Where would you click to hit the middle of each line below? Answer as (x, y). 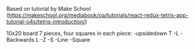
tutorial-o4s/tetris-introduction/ (46, 21)
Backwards (20, 40)
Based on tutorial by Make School (49, 9)
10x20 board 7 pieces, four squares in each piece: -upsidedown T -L (93, 33)
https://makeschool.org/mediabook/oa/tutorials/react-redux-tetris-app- (98, 15)
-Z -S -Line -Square (65, 40)
